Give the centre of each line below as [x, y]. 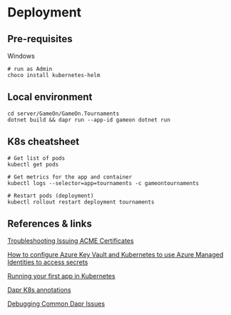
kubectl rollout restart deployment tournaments [81, 202]
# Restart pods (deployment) [51, 196]
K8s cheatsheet [43, 142]
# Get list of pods [36, 158]
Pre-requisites [40, 39]
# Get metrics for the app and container [70, 177]
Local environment [50, 97]
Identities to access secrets [48, 262]
